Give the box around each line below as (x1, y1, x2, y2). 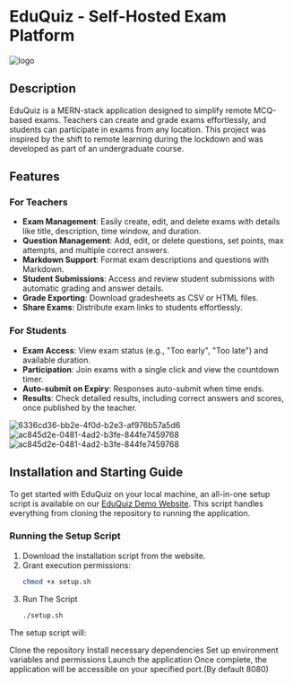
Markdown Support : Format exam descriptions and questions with (22, 254, 270, 266)
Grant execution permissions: (22, 559, 132, 571)
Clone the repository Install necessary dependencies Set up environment (9, 644, 280, 655)
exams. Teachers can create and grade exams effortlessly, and (34, 114, 267, 125)
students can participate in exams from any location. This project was (9, 124, 267, 135)
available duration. (22, 355, 91, 365)
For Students (9, 325, 67, 337)
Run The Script (22, 593, 78, 604)
